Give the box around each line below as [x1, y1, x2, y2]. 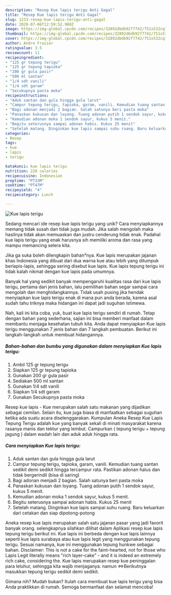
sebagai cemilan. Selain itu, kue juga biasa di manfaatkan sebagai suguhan [5, 409, 162, 415]
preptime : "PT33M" [5, 178, 44, 183]
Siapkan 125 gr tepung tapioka [12, 367, 77, 373]
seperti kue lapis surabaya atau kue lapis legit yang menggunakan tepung [5, 536, 160, 542]
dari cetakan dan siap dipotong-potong [12, 510, 95, 516]
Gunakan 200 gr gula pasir [12, 372, 69, 378]
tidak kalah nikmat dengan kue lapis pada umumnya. [5, 268, 116, 275]
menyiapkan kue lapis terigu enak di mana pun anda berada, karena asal [5, 294, 157, 301]
